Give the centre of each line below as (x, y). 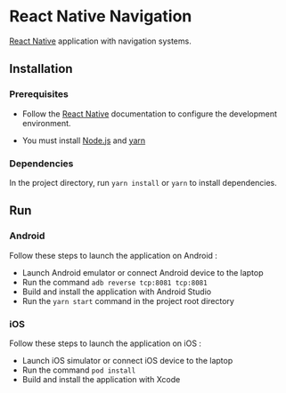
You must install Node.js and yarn (84, 140)
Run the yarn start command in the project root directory (128, 301)
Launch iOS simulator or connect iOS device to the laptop (127, 360)
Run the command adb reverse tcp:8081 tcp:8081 (114, 282)
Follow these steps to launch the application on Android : (114, 255)
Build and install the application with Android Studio (117, 292)
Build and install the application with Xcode (101, 379)
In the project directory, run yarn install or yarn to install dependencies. (143, 182)
